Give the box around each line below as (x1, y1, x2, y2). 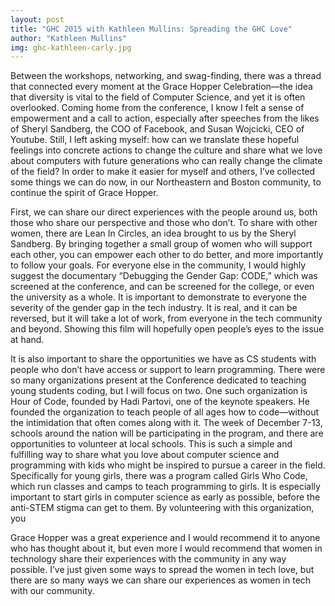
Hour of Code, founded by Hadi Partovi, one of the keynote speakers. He (10, 396, 310, 408)
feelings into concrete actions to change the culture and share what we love (10, 144, 323, 156)
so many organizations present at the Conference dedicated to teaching (10, 374, 307, 386)
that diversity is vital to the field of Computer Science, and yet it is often (10, 91, 306, 103)
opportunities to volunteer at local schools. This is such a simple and (10, 438, 293, 450)
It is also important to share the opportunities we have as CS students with (10, 353, 317, 365)
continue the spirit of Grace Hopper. (10, 187, 159, 199)
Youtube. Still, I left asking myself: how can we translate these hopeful (10, 134, 300, 146)
